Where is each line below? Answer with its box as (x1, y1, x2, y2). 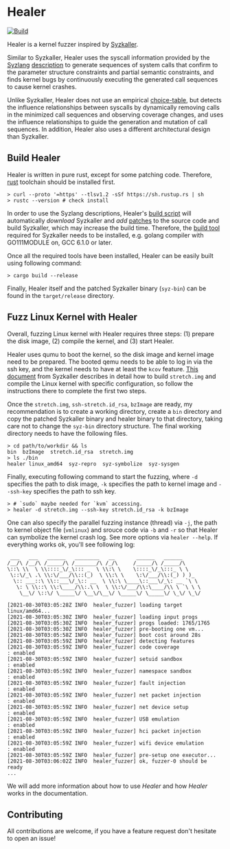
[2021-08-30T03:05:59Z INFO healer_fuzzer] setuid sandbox (7, 655, 183, 662)
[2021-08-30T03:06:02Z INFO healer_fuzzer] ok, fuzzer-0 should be (7, 758, 207, 765)
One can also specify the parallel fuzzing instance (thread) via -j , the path (7, 518, 218, 526)
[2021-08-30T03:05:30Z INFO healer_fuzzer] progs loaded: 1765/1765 (7, 619, 211, 627)
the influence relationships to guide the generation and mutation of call (7, 117, 208, 126)
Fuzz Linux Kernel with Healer (7, 312, 138, 323)
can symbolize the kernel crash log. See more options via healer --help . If (7, 533, 218, 541)
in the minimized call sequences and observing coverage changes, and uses (7, 111, 224, 119)
